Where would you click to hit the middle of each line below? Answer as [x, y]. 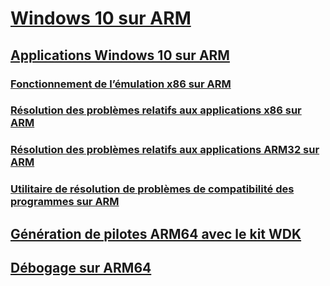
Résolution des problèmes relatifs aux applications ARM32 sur [165, 150]
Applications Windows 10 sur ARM [120, 55]
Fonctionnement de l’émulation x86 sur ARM [121, 84]
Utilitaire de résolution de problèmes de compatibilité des [152, 189]
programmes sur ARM [65, 202]
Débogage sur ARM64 [81, 268]
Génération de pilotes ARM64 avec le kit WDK [156, 233]
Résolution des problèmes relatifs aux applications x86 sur [156, 110]
